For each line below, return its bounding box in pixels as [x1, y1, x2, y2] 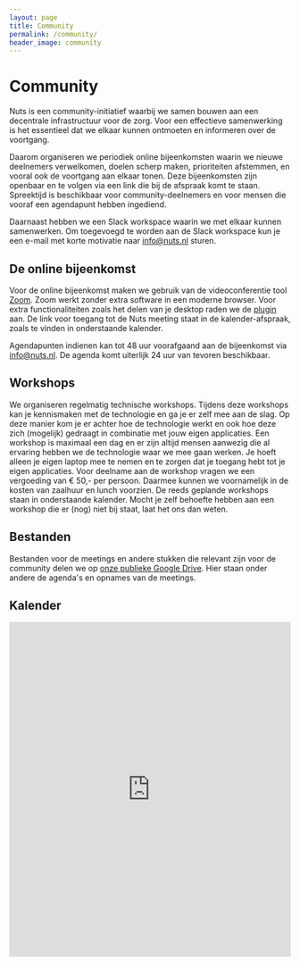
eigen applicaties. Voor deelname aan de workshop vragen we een [9, 465, 255, 476]
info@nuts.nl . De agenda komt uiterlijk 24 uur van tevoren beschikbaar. [9, 350, 271, 360]
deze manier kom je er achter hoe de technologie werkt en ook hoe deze [9, 418, 277, 429]
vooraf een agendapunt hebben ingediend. [9, 199, 167, 210]
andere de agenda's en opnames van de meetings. [9, 572, 196, 583]
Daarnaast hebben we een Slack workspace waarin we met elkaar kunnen [9, 216, 282, 228]
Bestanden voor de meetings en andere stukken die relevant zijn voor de [9, 553, 277, 563]
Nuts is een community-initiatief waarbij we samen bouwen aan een [9, 106, 259, 117]
